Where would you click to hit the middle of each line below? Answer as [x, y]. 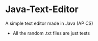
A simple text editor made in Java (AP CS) [49, 23]
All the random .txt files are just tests [51, 33]
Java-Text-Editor [42, 9]
